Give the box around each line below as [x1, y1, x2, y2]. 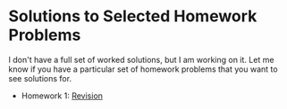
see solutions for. [8, 73, 72, 83]
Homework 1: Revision [21, 90, 104, 101]
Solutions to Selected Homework [8, 6, 257, 27]
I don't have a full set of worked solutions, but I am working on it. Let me [8, 54, 274, 65]
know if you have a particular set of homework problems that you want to [8, 64, 278, 74]
